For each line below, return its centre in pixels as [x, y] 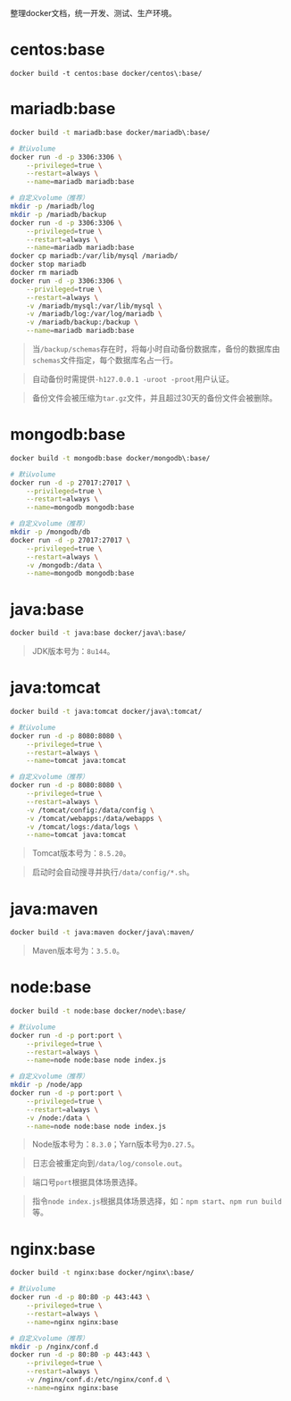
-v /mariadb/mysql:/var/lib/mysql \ [95, 306]
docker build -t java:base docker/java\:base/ [98, 633]
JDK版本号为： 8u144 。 [73, 651]
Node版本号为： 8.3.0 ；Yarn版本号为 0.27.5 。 [116, 1144]
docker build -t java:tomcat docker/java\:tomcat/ [106, 712]
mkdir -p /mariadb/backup [58, 214]
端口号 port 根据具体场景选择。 [87, 1182]
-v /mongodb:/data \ [64, 565]
